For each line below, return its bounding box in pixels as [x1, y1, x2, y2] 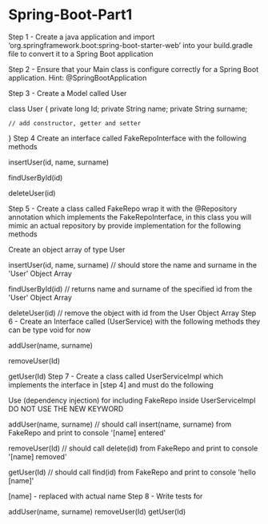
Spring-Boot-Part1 [8, 6, 133, 24]
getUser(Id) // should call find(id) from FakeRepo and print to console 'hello [8, 467, 256, 477]
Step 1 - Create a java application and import [8, 32, 155, 42]
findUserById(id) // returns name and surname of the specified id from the [8, 284, 253, 293]
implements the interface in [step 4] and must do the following [8, 379, 214, 389]
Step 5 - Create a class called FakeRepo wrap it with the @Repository [8, 204, 238, 213]
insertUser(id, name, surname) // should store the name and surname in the [8, 260, 258, 269]
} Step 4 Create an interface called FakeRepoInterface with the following [8, 133, 246, 143]
